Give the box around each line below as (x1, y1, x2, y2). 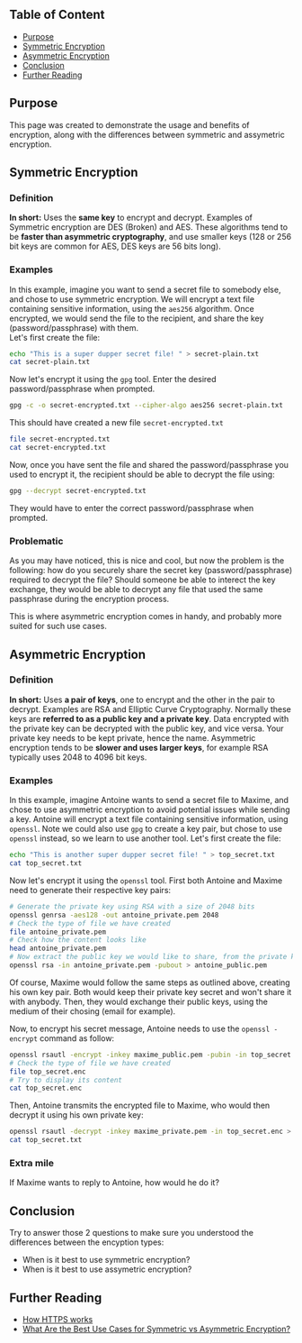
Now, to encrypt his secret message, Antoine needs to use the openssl (9, 1023, 271, 1034)
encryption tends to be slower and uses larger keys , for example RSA (9, 742, 269, 753)
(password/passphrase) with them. (9, 322, 139, 333)
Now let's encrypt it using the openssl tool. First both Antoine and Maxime (9, 874, 283, 886)
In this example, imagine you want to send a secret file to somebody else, (9, 284, 281, 295)
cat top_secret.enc (9, 1083, 83, 1093)
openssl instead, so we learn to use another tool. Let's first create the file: (9, 833, 281, 844)
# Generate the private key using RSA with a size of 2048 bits (9, 901, 255, 911)
